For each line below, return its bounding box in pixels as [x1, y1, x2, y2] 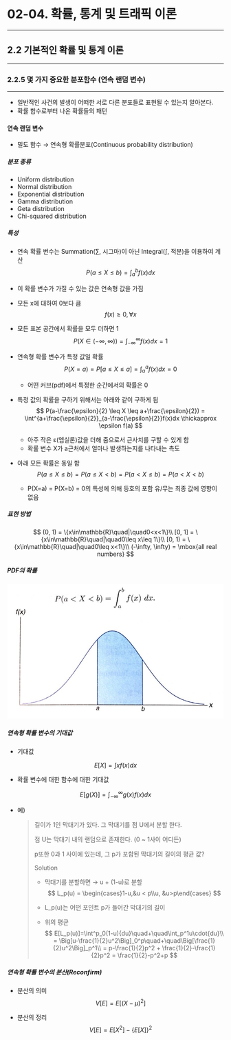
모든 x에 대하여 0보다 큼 [16, 299, 81, 307]
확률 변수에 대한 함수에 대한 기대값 [16, 775, 109, 783]
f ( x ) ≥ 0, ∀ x [104, 310, 137, 318]
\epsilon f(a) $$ [98, 421, 143, 430]
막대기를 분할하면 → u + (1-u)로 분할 [44, 878, 143, 886]
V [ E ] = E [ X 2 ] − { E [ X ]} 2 [89, 1025, 153, 1034]
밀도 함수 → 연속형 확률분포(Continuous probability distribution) [16, 141, 194, 149]
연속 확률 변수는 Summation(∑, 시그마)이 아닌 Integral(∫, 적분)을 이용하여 [16, 248, 214, 256]
